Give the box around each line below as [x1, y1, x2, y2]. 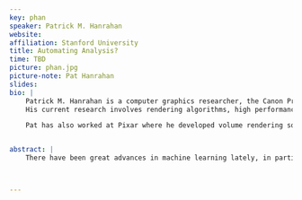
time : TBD [9, 55, 47, 64]
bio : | [9, 88, 34, 97]
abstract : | [9, 145, 54, 154]
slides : [9, 80, 39, 89]
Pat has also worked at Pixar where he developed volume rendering [25, 121, 283, 130]
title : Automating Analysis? [9, 47, 119, 56]
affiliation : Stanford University [9, 38, 139, 48]
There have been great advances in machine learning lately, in [25, 153, 271, 162]
